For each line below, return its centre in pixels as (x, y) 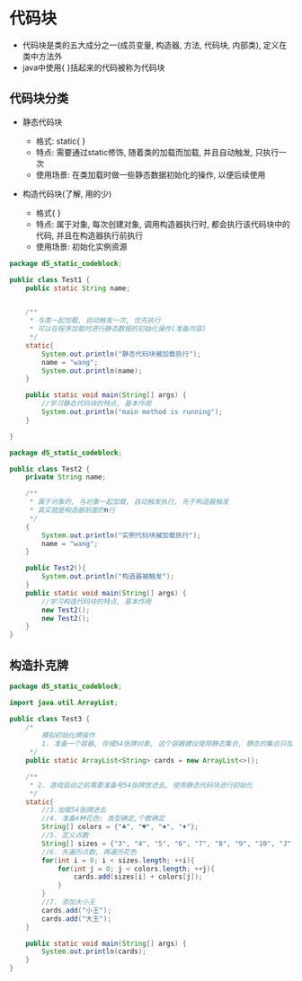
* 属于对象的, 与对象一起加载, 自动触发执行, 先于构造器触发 (129, 502)
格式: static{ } (61, 141)
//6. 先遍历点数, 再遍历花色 (89, 852)
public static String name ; (78, 288)
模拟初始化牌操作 (69, 736)
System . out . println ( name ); (92, 371)
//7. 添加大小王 (69, 902)
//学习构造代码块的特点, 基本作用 (97, 601)
